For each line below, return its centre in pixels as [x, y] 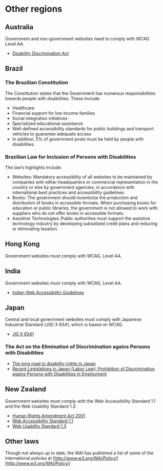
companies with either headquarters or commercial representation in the [85, 182]
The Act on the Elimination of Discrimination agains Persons [78, 347]
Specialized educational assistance [47, 123]
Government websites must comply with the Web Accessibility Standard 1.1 [80, 401]
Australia [19, 27]
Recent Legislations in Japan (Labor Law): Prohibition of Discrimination [83, 369]
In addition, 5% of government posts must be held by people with [78, 139]
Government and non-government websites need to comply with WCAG [77, 39]
